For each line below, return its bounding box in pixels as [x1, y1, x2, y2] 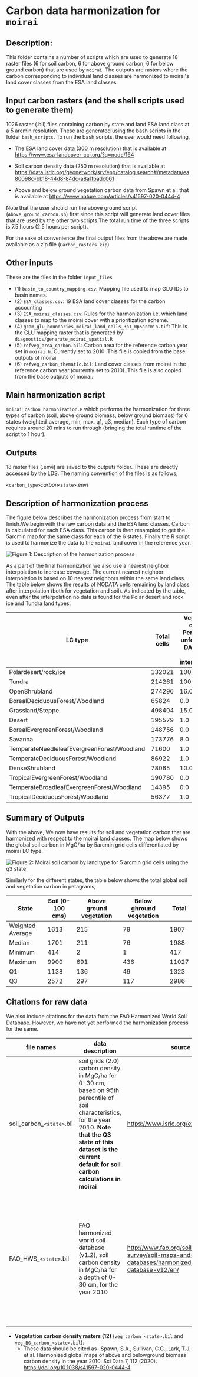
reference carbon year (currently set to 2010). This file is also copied [14, 366, 181, 373]
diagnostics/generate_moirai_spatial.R [14, 336, 113, 342]
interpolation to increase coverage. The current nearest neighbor [6, 568, 164, 575]
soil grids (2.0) [78, 1056, 120, 1065]
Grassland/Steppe [9, 707, 60, 715]
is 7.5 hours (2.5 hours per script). [6, 223, 88, 230]
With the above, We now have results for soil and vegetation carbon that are [6, 828, 191, 835]
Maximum [9, 958, 37, 966]
